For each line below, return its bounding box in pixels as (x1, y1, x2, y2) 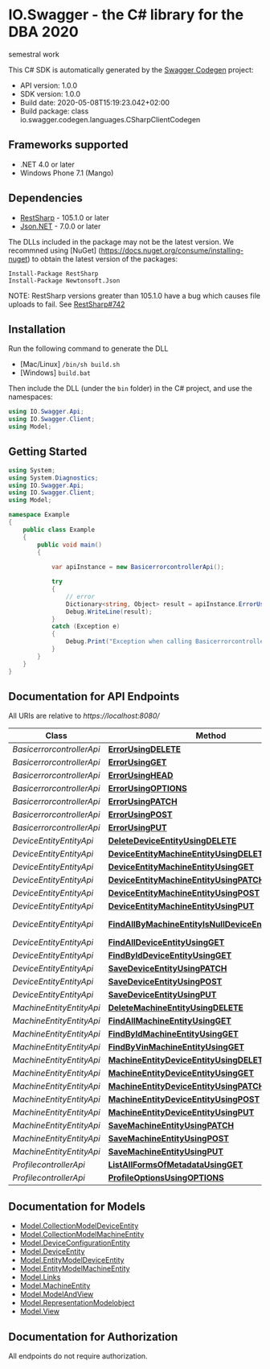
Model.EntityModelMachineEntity (19, 1264, 130, 1273)
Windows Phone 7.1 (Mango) (19, 167, 114, 178)
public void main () (37, 541, 103, 549)
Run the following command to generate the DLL (8, 344, 169, 353)
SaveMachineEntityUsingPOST (108, 1133, 229, 1144)
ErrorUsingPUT (108, 823, 167, 834)
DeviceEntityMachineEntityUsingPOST (108, 888, 260, 899)
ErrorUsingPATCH (108, 796, 178, 807)
